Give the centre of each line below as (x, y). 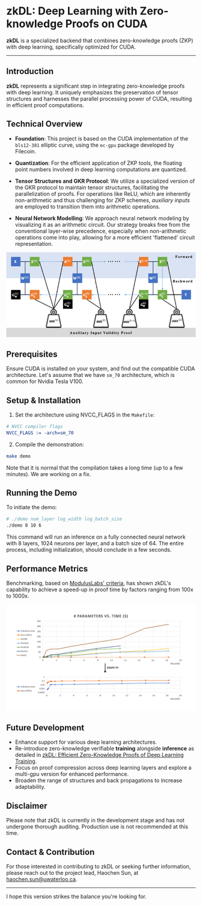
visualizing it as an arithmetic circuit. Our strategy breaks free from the (103, 224)
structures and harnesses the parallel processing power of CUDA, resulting (99, 99)
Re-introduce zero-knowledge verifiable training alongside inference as (104, 748)
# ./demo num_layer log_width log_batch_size (64, 519)
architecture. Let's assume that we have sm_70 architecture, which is (90, 375)
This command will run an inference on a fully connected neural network (96, 537)
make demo (19, 456)
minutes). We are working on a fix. (49, 474)
